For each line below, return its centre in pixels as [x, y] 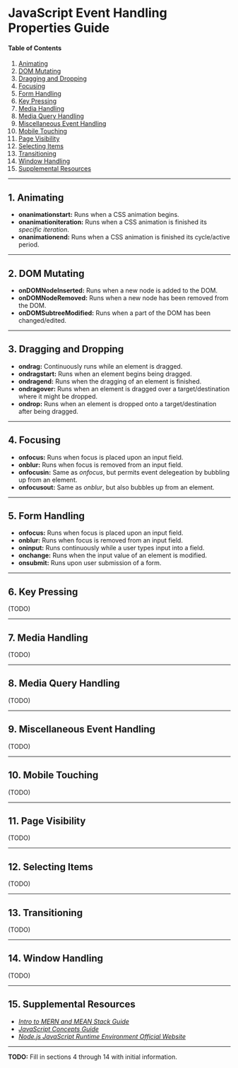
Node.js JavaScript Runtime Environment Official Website [102, 1036]
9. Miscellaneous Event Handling [82, 729]
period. [29, 244]
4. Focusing [34, 440]
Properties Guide [59, 28]
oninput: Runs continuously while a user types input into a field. [111, 548]
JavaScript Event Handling [88, 13]
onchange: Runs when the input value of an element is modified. [113, 555]
